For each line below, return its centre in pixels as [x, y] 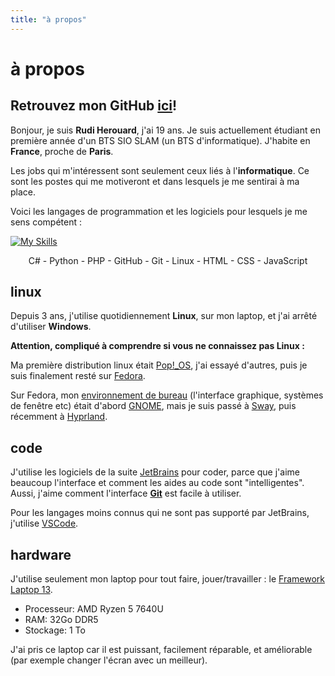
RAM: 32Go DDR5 [61, 620]
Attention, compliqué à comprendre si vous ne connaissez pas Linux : [157, 346]
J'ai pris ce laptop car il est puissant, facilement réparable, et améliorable [161, 650]
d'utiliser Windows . [51, 327]
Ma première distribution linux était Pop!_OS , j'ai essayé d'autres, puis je [159, 365]
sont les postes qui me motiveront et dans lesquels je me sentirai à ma [155, 181]
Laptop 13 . [31, 590]
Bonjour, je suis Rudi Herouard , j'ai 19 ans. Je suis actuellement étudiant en [165, 130]
